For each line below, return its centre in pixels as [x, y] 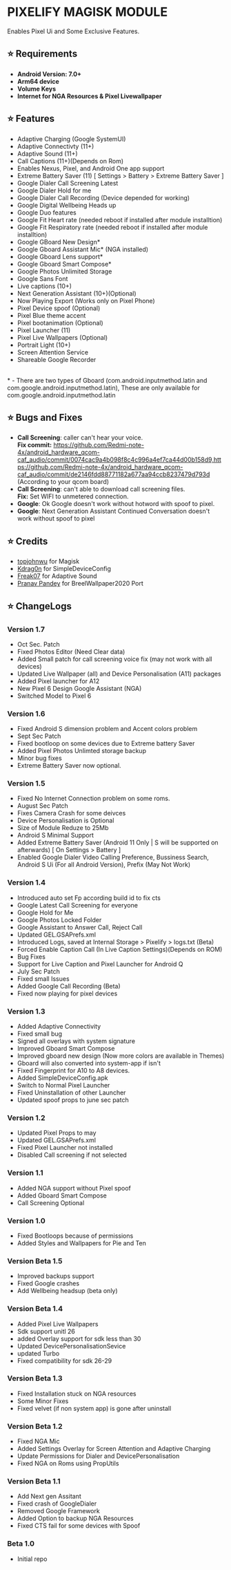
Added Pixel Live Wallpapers [58, 1324]
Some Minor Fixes [43, 1401]
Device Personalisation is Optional [66, 820]
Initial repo [32, 1559]
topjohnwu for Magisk [48, 561]
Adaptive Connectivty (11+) [56, 146]
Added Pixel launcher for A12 [58, 681]
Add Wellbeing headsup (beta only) [68, 1291]
